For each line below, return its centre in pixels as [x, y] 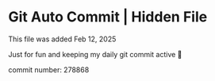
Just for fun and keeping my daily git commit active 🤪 [95, 54]
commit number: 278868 [49, 69]
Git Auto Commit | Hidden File [108, 17]
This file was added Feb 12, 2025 [62, 39]
